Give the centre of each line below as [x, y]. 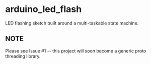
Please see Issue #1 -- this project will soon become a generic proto [76, 50]
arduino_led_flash [44, 9]
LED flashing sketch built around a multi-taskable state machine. [72, 23]
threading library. [23, 56]
